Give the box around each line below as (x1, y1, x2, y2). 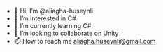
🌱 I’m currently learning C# (13, 22, 92, 30)
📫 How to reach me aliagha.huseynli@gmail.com (13, 37, 156, 45)
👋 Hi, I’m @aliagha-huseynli (13, 7, 93, 15)
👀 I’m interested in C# (13, 14, 76, 22)
